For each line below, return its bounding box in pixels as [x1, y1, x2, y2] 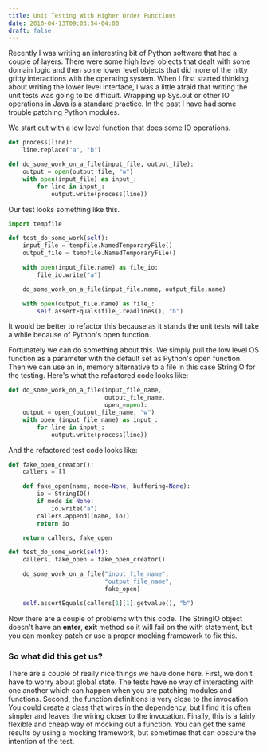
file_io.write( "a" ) [37, 270, 102, 279]
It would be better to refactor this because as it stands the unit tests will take [8, 321, 259, 331]
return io [37, 519, 69, 527]
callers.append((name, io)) [37, 512, 130, 520]
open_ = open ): [104, 401, 148, 409]
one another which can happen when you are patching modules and [8, 685, 233, 695]
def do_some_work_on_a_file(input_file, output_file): [8, 160, 194, 168]
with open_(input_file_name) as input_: [22, 415, 159, 423]
